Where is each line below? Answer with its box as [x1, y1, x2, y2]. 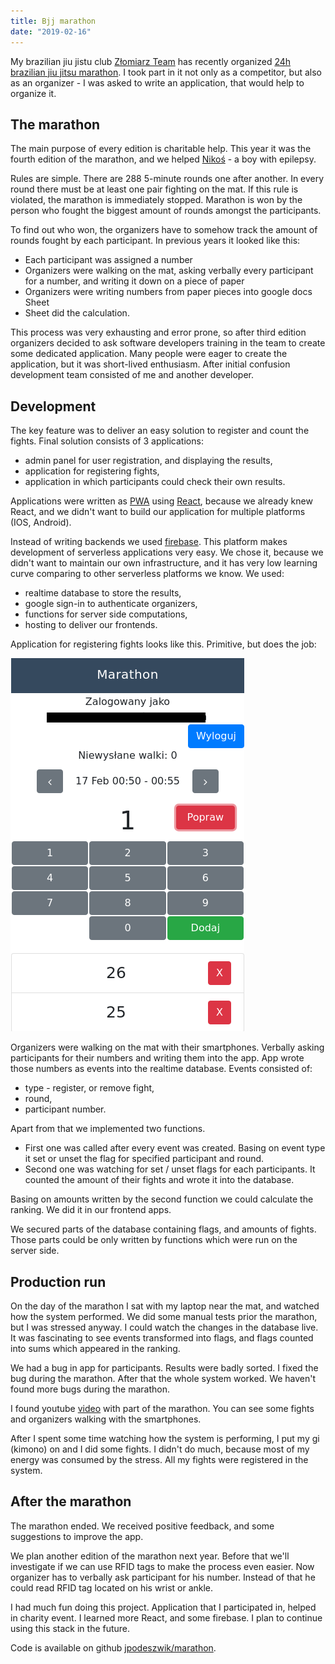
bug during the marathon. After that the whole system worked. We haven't [10, 1372, 317, 1384]
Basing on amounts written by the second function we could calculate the [10, 1193, 314, 1205]
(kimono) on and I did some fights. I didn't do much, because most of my [10, 1443, 310, 1455]
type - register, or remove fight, [24, 1082, 155, 1094]
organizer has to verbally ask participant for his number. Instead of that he [10, 1571, 316, 1583]
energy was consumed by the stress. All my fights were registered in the [10, 1453, 309, 1465]
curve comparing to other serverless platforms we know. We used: [10, 568, 285, 580]
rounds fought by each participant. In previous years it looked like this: [10, 235, 301, 247]
